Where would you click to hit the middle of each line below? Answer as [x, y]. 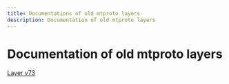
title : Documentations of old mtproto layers [73, 13]
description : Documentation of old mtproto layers [81, 20]
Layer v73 [21, 73]
